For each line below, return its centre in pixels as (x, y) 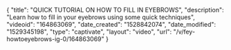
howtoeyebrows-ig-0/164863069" (55, 39)
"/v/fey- (184, 32)
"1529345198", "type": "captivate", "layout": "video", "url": (89, 32)
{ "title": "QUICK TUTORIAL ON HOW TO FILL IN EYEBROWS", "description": (115, 10)
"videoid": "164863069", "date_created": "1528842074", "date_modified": (111, 24)
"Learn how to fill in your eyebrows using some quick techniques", (101, 17)
